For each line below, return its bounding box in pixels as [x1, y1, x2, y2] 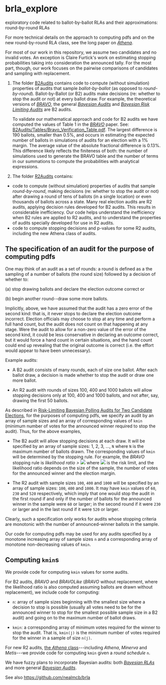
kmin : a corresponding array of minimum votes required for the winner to [12, 624, 161, 630]
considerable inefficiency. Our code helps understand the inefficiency [12, 209, 155, 215]
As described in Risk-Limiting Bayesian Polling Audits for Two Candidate [5, 407, 153, 413]
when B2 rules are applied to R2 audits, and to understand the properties [12, 214, 161, 220]
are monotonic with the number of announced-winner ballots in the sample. [5, 521, 160, 527]
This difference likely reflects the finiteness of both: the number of [12, 148, 148, 154]
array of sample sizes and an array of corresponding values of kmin [5, 418, 143, 424]
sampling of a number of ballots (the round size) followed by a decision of [5, 271, 156, 277]
